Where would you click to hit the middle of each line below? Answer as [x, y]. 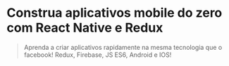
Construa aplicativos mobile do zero [114, 13]
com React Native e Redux [85, 28]
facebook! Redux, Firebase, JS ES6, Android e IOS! [98, 55]
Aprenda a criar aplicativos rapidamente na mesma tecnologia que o [123, 47]
